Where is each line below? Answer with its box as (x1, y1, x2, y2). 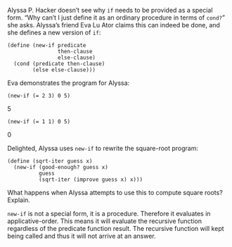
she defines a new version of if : (7, 28, 101, 36)
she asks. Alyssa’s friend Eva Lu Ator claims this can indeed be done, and (7, 21, 220, 29)
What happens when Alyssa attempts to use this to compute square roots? (7, 189, 223, 196)
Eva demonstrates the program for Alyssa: (7, 79, 130, 87)
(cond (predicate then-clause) (13, 60, 105, 67)
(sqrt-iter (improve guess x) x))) (38, 176, 143, 183)
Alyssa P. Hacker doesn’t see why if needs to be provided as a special (7, 6, 213, 14)
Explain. (7, 196, 30, 204)
